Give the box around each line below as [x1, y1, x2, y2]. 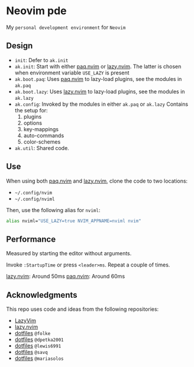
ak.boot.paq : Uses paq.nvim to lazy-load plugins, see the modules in [14, 75, 182, 82]
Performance [6, 234, 56, 244]
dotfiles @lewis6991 [14, 342, 62, 349]
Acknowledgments [6, 290, 78, 300]
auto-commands [23, 132, 64, 139]
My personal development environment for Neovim [6, 24, 126, 31]
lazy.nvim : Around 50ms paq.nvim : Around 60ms [6, 273, 125, 280]
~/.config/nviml [14, 196, 55, 202]
